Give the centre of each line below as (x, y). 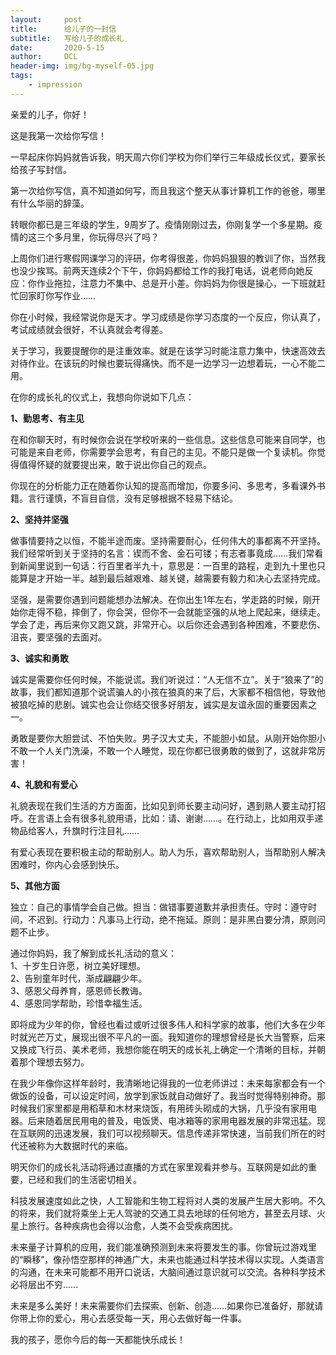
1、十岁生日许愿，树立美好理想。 (78, 965)
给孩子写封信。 (41, 169)
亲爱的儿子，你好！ (50, 114)
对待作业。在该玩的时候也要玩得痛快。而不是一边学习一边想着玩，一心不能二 (168, 363)
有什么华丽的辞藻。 (50, 203)
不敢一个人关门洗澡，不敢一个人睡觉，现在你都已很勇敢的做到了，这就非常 (163, 750)
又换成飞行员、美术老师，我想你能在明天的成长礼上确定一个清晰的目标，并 (163, 1049)
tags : (21, 76)
